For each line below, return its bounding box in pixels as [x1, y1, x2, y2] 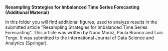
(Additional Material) [5, 9, 49, 15]
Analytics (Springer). [5, 40, 48, 46]
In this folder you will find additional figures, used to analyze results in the [5, 19, 157, 25]
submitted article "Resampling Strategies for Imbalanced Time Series [5, 24, 148, 30]
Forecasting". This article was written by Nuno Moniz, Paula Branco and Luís [5, 30, 163, 35]
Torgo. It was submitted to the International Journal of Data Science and [5, 35, 154, 41]
